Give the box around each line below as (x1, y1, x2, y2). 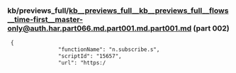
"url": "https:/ (57, 59, 106, 66)
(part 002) (193, 23, 230, 33)
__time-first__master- (7, 14, 84, 24)
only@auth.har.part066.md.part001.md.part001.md (7, 23, 192, 33)
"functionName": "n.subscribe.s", (57, 46, 160, 53)
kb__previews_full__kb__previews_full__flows (68, 6, 229, 16)
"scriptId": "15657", (57, 52, 122, 60)
